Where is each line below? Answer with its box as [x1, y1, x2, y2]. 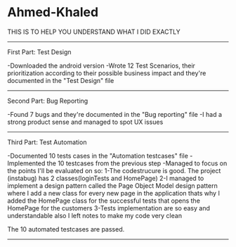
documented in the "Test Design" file [7, 76, 114, 84]
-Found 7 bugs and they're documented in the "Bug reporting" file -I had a [7, 110, 223, 118]
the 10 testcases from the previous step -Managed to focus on [46, 159, 228, 167]
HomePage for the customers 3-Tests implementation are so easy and [7, 203, 211, 212]
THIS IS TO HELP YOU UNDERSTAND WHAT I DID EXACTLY [7, 27, 181, 36]
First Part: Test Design [7, 47, 72, 56]
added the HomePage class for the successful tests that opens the [7, 196, 200, 205]
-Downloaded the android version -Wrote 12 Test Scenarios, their [7, 61, 195, 70]
